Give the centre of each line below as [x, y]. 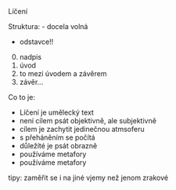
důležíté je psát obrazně [58, 146]
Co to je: [22, 97]
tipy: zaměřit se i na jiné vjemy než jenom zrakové [88, 177]
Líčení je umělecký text [56, 112]
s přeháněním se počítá [57, 137]
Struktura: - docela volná [48, 26]
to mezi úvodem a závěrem [63, 73]
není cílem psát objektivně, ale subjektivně [88, 121]
